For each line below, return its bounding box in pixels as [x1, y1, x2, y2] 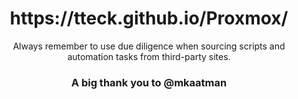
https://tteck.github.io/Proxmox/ [9, 7, 289, 30]
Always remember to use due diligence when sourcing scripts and [12, 40, 286, 52]
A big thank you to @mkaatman [70, 75, 228, 89]
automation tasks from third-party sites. [67, 50, 231, 62]
